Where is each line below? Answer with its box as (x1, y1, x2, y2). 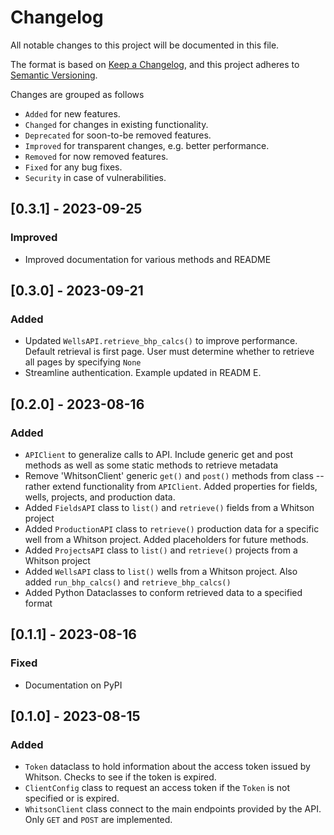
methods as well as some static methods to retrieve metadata (24, 459, 279, 471)
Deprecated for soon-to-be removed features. (24, 129, 212, 141)
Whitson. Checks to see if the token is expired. (24, 771, 217, 783)
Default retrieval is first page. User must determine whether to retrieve (24, 346, 315, 358)
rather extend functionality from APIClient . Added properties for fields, (24, 481, 318, 492)
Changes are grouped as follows (10, 88, 145, 100)
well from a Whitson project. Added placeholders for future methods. (24, 534, 309, 545)
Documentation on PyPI (24, 679, 123, 691)
